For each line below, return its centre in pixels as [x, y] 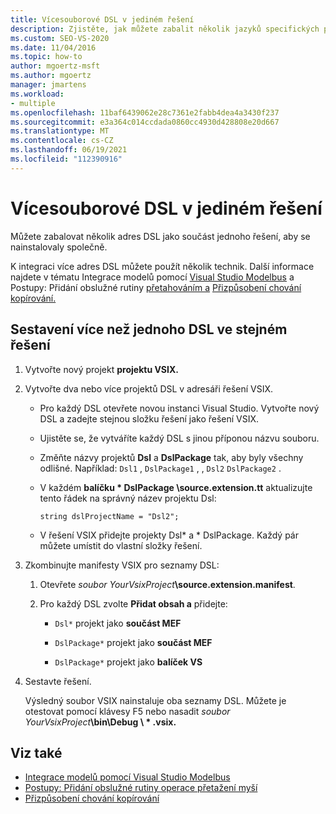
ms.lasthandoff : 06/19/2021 [69, 150]
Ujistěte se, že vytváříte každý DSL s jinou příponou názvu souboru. [179, 438]
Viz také [36, 752]
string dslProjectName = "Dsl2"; [109, 516]
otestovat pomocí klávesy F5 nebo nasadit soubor [127, 711]
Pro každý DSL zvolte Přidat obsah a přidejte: [133, 603]
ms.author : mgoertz [51, 76]
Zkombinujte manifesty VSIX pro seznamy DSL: [122, 565]
